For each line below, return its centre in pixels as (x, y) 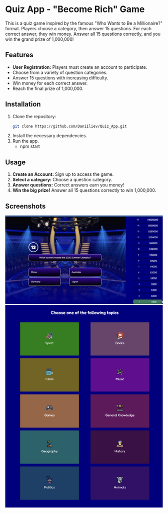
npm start (30, 146)
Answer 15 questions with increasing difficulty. (60, 78)
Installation (23, 104)
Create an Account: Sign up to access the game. (63, 174)
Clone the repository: (34, 116)
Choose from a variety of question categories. (60, 72)
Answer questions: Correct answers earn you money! (68, 185)
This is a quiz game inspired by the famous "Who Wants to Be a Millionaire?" (84, 23)
